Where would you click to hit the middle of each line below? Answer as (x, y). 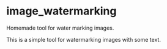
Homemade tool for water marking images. (60, 28)
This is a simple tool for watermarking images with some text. (83, 39)
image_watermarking (61, 11)
